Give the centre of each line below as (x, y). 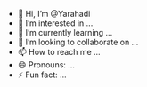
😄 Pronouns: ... (46, 65)
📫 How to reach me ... (59, 52)
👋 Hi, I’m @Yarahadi (54, 14)
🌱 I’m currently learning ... (65, 32)
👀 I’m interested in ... (55, 23)
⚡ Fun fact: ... (42, 75)
